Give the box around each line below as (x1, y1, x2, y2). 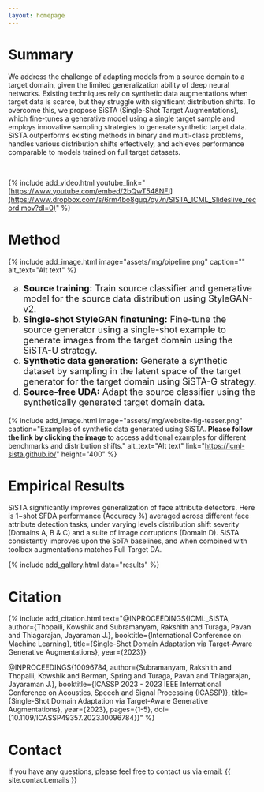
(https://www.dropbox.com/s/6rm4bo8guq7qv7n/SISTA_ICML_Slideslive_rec (8, 194, 257, 204)
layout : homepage (8, 11, 65, 20)
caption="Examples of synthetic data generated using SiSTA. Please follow (8, 424, 254, 434)
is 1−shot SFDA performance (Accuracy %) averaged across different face (8, 511, 250, 521)
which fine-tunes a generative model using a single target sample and (8, 114, 235, 123)
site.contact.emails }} (8, 775, 77, 785)
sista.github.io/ (8, 449, 57, 459)
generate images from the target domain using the (23, 334, 233, 346)
